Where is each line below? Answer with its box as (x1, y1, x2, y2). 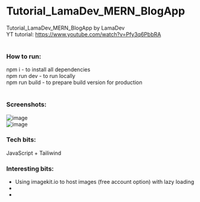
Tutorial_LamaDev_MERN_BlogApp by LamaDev (6, 24, 125, 31)
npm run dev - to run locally (6, 73, 76, 80)
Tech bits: (6, 135, 36, 144)
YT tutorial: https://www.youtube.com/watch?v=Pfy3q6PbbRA (6, 30, 161, 37)
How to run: (6, 52, 42, 60)
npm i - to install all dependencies (6, 66, 91, 73)
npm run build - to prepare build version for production (6, 79, 143, 86)
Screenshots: (6, 100, 47, 109)
